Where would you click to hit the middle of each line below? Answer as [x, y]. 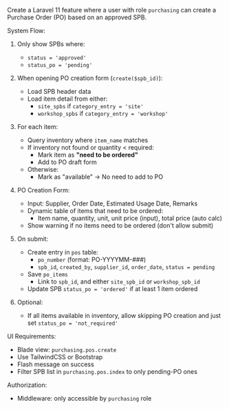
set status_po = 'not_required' [73, 323]
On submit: [33, 239]
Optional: [30, 302]
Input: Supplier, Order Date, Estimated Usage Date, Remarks [112, 203]
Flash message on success [55, 364]
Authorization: [27, 385]
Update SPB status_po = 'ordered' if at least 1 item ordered [112, 289]
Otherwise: [43, 169]
